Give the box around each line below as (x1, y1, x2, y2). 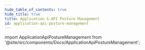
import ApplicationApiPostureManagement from (4, 34, 102, 40)
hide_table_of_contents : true (4, 7, 67, 12)
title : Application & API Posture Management (4, 16, 100, 21)
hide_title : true (4, 12, 40, 17)
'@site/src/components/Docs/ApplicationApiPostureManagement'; (4, 40, 141, 46)
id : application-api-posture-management (4, 21, 89, 26)
